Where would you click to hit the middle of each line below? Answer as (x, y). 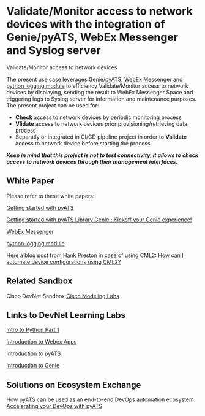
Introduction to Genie (33, 366)
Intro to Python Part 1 (33, 330)
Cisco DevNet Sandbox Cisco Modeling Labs (63, 296)
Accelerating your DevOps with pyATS (54, 406)
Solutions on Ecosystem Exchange (74, 385)
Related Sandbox (39, 281)
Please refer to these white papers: (50, 196)
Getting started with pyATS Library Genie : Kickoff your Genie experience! (99, 220)
